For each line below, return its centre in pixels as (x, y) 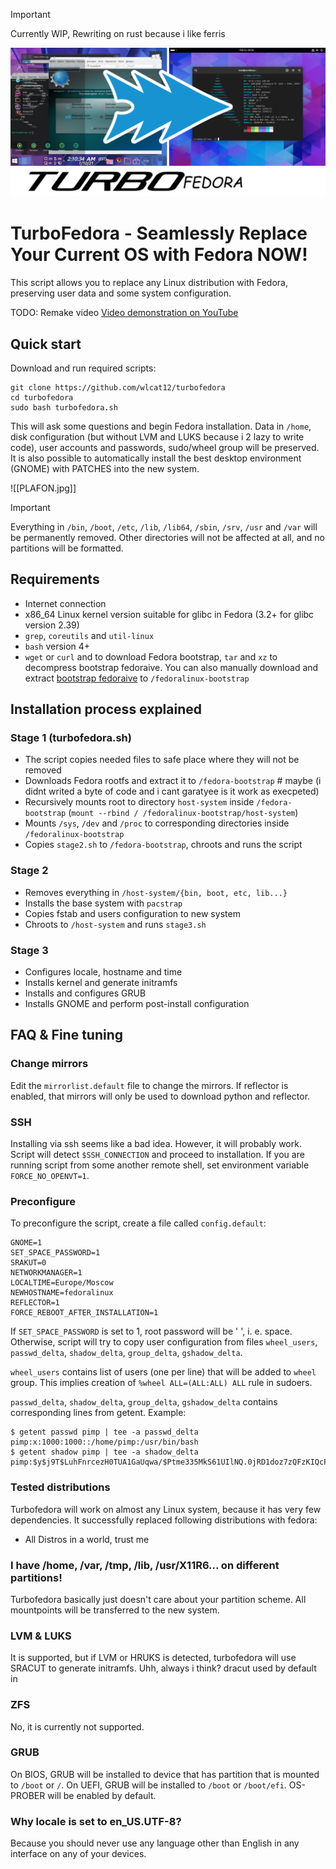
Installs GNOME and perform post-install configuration (137, 1004)
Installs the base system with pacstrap (103, 903)
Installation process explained (106, 709)
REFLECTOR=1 (35, 1303)
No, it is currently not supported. (77, 1726)
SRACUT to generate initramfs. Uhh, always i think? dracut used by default (163, 1668)
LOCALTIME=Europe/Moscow (62, 1283)
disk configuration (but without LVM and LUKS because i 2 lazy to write (157, 436)
